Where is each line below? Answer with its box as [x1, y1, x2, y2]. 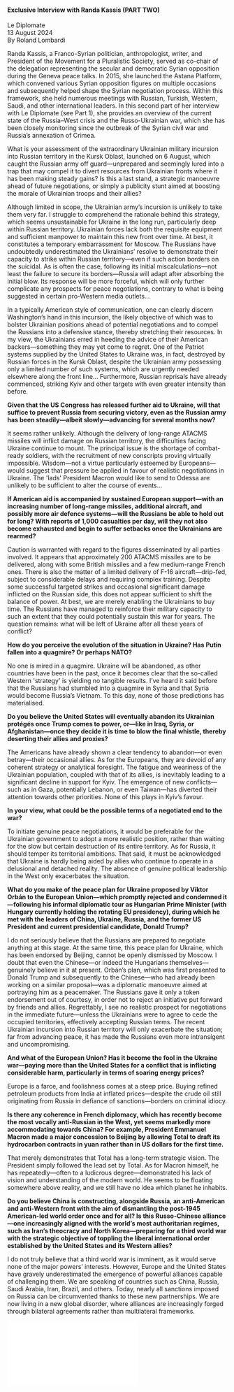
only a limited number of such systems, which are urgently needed [7, 365, 199, 373]
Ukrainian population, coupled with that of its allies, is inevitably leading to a [7, 770, 226, 779]
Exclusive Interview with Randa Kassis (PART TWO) [7, 6, 161, 14]
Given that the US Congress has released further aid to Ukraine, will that [7, 401, 221, 409]
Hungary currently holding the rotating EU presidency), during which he [7, 907, 220, 916]
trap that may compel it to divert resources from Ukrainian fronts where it [7, 167, 218, 175]
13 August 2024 [7, 29, 53, 37]
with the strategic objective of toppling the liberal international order [7, 1234, 211, 1242]
